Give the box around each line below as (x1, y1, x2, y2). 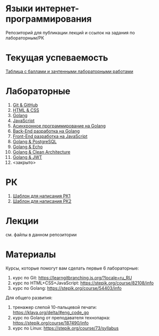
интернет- (34, 3, 79, 14)
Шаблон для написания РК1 (12, 193, 71, 199)
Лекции (5, 215, 39, 226)
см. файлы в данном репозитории (5, 232, 77, 238)
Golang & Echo (12, 144, 43, 150)
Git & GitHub (12, 102, 38, 108)
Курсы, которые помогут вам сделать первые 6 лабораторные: (5, 265, 139, 271)
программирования (5, 13, 92, 25)
